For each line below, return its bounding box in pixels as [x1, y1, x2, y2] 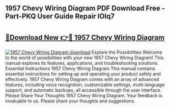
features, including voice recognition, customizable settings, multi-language [5, 81, 165, 88]
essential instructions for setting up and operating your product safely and [5, 71, 161, 77]
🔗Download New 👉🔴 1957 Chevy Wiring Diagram [5, 33, 165, 42]
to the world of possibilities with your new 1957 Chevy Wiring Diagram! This [5, 54, 164, 61]
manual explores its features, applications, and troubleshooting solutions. [5, 60, 159, 66]
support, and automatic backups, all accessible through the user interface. [5, 87, 162, 93]
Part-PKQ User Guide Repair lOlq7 [5, 12, 115, 21]
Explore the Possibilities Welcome [91, 49, 163, 55]
